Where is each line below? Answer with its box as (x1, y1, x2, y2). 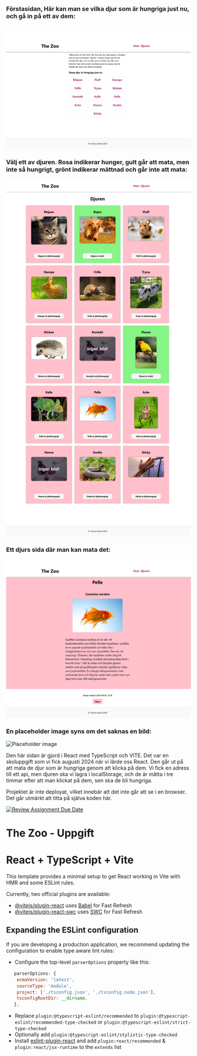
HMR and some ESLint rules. (6, 879, 75, 887)
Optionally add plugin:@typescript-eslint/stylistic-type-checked (14, 1031, 178, 1038)
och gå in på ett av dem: (6, 12, 76, 20)
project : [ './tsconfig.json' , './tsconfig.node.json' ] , (16, 989, 157, 995)
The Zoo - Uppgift (6, 827, 95, 840)
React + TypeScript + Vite (6, 854, 134, 867)
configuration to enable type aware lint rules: (6, 947, 114, 954)
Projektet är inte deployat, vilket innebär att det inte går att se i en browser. (6, 788, 186, 795)
